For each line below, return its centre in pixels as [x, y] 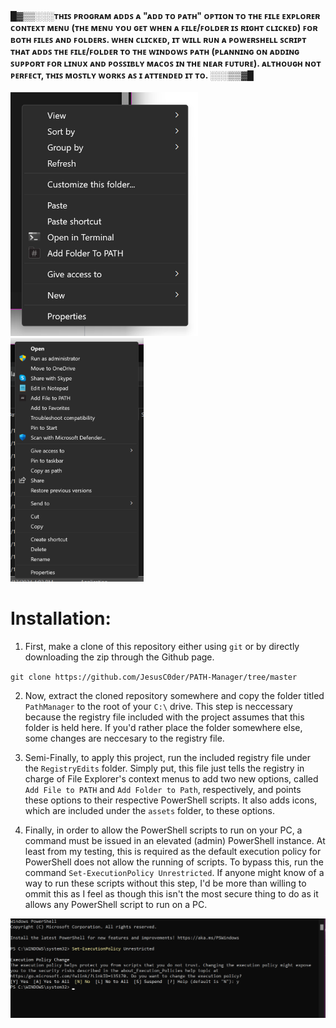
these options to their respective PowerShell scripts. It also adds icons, [171, 800]
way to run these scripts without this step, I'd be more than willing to [165, 883]
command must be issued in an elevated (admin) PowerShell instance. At [175, 841]
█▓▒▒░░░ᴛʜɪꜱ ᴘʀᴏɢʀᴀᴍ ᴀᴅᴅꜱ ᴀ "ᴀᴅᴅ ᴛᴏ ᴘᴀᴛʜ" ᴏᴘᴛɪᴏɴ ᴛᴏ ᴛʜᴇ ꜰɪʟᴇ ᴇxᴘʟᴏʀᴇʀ [165, 15]
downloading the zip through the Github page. [119, 657]
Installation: [61, 618]
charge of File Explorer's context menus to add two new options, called [171, 779]
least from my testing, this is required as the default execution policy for [173, 852]
